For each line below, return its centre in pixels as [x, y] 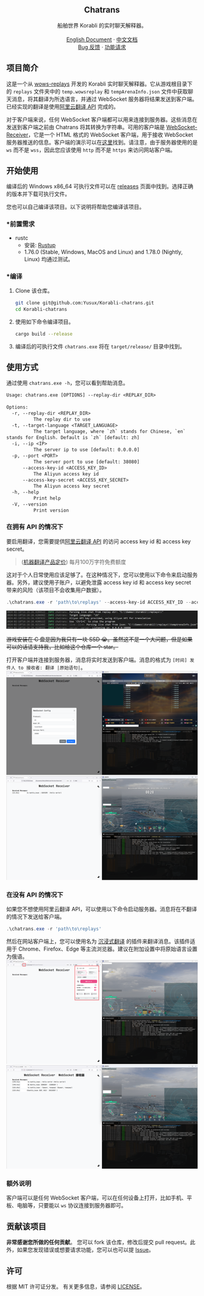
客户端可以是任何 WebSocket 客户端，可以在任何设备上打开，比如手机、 [97, 1198]
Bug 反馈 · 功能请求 [102, 47]
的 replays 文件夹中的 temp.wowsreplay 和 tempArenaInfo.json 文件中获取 [97, 91]
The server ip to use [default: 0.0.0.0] [86, 450]
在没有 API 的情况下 [35, 895]
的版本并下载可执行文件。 [38, 194]
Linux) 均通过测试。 [49, 259]
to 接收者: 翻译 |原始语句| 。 [52, 668]
